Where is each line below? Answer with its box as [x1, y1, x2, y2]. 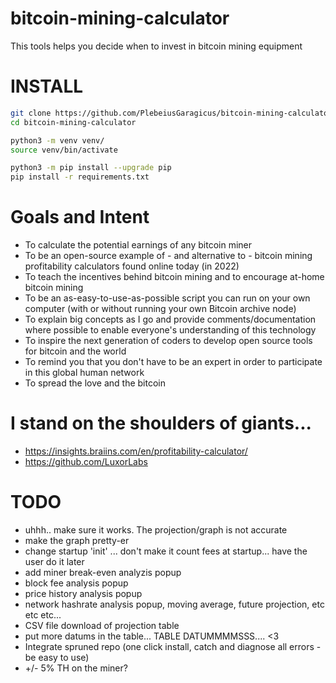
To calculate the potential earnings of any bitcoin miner [24, 239, 252, 251]
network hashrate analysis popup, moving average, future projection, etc [24, 598, 325, 610]
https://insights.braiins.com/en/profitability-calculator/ [24, 445, 248, 457]
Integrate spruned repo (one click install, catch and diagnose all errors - [24, 640, 322, 652]
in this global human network [24, 367, 145, 379]
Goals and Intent [10, 206, 150, 229]
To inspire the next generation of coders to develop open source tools [24, 335, 313, 347]
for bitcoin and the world [24, 345, 127, 357]
